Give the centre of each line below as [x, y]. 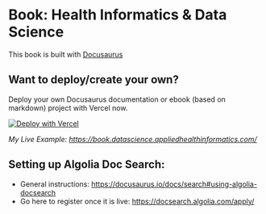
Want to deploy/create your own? [94, 80]
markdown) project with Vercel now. [68, 107]
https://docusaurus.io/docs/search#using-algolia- [175, 184]
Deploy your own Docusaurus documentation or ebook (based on [117, 99]
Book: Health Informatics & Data [118, 15]
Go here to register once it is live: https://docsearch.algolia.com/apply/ [137, 201]
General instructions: [55, 184]
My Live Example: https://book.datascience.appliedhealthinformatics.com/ [133, 139]
